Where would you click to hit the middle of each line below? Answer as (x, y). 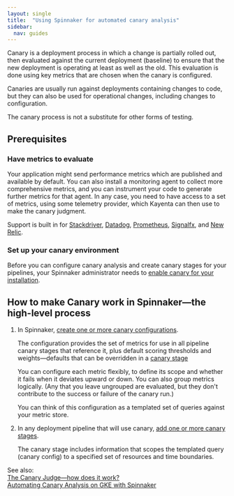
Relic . (15, 232)
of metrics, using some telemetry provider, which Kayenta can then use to (114, 204)
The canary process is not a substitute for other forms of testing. (101, 117)
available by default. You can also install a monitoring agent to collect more (115, 181)
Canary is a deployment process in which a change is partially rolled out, (112, 53)
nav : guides (31, 33)
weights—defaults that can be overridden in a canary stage (103, 358)
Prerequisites (37, 139)
